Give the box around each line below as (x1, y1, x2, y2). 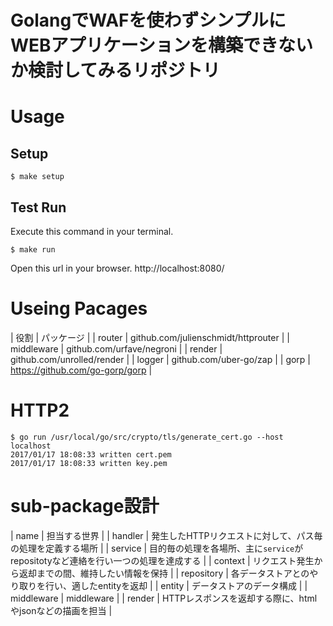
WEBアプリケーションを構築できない (10, 34, 314, 57)
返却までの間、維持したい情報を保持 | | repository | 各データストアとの (18, 567, 310, 579)
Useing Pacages (10, 297, 148, 320)
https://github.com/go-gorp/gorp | (10, 364, 153, 376)
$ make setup (10, 172, 65, 182)
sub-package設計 (10, 495, 160, 518)
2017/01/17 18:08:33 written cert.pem (10, 449, 172, 460)
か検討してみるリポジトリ (10, 59, 221, 82)
